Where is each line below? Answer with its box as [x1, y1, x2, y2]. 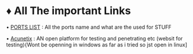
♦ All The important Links [6, 4, 131, 18]
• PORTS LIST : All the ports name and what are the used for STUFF [6, 23, 172, 31]
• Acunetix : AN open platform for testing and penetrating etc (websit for [6, 35, 183, 42]
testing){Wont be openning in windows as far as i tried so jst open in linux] [6, 41, 188, 48]
